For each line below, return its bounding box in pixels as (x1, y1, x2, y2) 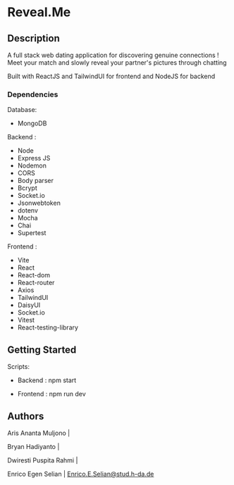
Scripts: (7, 363, 30, 371)
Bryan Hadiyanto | (7, 442, 60, 451)
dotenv (17, 206, 39, 215)
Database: (7, 106, 37, 114)
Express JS (17, 154, 51, 163)
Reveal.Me (7, 4, 71, 20)
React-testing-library (17, 323, 79, 332)
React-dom (17, 271, 51, 279)
